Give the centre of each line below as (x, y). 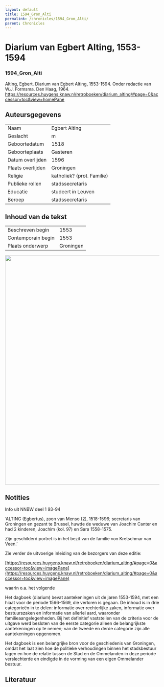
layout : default (22, 10)
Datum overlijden (27, 160)
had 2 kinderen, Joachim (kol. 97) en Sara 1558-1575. (59, 529)
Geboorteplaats (25, 152)
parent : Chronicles (25, 23)
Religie (15, 176)
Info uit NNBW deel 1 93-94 (33, 509)
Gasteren (62, 152)
